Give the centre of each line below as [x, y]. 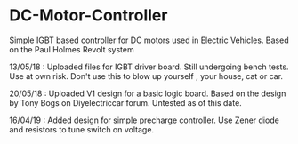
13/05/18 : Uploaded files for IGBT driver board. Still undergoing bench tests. [149, 67]
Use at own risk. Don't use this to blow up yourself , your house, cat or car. [146, 76]
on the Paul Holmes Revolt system [72, 49]
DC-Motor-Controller [89, 16]
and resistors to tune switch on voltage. [81, 129]
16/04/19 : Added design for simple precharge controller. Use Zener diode [145, 120]
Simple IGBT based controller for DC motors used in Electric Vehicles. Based [149, 40]
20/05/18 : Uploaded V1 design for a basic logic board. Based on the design [148, 93]
